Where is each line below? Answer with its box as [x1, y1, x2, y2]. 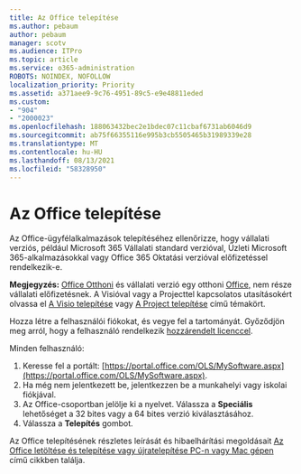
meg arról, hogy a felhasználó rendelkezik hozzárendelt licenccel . [9, 326, 253, 337]
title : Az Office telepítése [9, 13, 119, 23]
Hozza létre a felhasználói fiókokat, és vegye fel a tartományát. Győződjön [9, 316, 286, 327]
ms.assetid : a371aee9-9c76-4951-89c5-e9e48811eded [9, 88, 204, 98]
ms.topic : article [9, 55, 78, 64]
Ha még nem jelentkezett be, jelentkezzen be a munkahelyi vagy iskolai [22, 380, 287, 391]
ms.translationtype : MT [9, 139, 99, 148]
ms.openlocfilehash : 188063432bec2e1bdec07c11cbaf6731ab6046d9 [9, 123, 252, 132]
